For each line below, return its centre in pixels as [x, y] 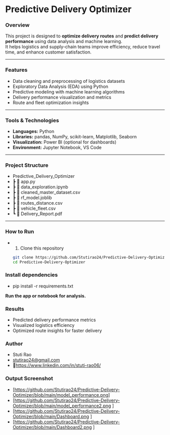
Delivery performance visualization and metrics [62, 97]
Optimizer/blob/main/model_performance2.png [62, 406]
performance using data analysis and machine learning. [64, 41]
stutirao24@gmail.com [36, 360]
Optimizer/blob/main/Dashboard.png [51, 416]
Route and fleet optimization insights [51, 103]
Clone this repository [42, 248]
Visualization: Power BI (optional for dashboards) [65, 142]
